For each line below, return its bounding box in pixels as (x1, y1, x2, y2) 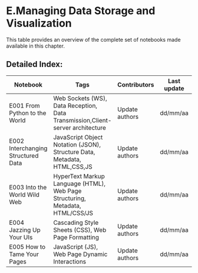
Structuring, (52, 194, 87, 202)
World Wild (9, 190, 40, 198)
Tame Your (9, 250, 39, 258)
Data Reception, (52, 101, 98, 109)
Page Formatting (52, 233, 99, 241)
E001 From (9, 101, 40, 109)
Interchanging (9, 144, 48, 152)
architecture (72, 124, 106, 132)
